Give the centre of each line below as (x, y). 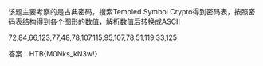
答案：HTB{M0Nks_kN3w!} (53, 54)
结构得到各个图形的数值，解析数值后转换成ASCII (101, 21)
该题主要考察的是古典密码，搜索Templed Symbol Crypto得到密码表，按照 (128, 12)
